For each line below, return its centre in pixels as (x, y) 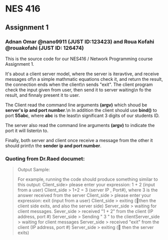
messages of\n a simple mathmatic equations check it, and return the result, (84, 79)
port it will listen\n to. (27, 131)
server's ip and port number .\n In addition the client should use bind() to (81, 110)
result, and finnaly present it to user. (43, 95)
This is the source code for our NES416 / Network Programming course (79, 59)
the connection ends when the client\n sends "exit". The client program (79, 84)
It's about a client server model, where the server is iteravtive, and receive (82, 74)
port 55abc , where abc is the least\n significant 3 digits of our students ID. (82, 115)
